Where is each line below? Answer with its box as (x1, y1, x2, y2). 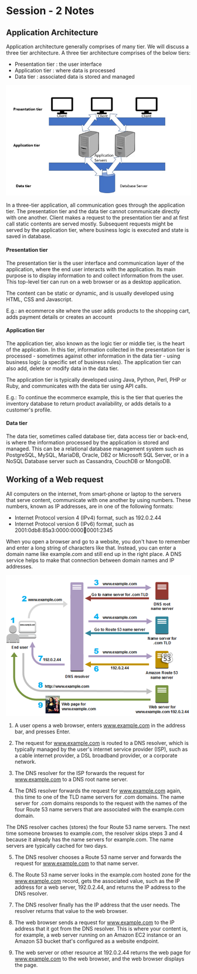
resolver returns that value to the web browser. (14, 908, 128, 915)
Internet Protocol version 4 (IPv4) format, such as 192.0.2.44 (14, 514, 162, 521)
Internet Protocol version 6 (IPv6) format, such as (14, 520, 134, 527)
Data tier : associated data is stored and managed (14, 73, 135, 80)
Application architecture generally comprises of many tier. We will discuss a (6, 43, 189, 50)
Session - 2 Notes (6, 4, 95, 18)
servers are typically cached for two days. (6, 842, 108, 850)
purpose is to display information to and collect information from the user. (6, 272, 184, 279)
